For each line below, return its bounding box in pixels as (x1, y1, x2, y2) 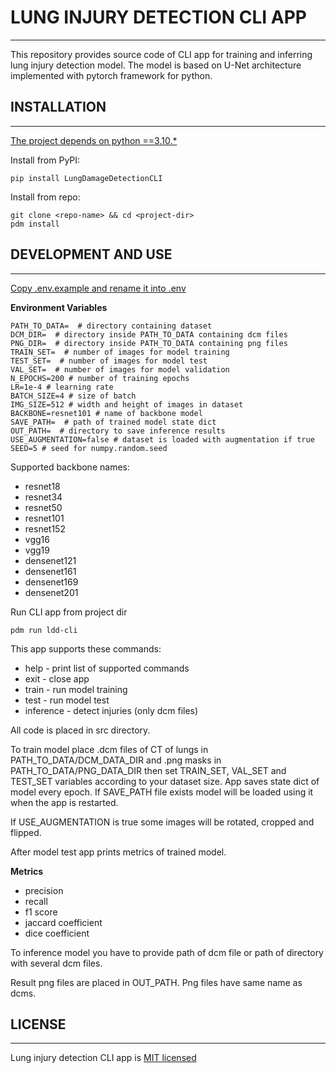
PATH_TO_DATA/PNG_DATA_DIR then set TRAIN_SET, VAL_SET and (10, 764, 287, 776)
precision (24, 884, 64, 896)
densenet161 (24, 565, 77, 577)
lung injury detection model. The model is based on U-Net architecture (10, 59, 302, 71)
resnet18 (24, 480, 61, 492)
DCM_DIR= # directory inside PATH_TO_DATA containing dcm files (10, 329, 288, 340)
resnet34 (24, 491, 63, 503)
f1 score (24, 906, 58, 918)
